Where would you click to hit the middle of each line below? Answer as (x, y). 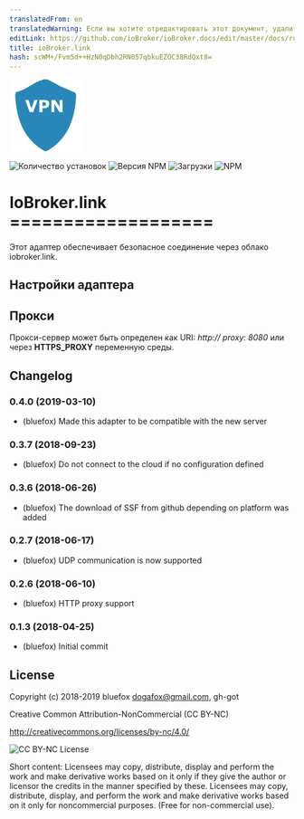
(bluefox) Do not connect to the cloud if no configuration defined (143, 464)
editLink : (28, 38)
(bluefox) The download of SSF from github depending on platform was (156, 508)
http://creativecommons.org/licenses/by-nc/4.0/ (100, 732)
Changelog (41, 376)
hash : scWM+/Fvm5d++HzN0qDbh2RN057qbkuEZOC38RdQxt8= (111, 57)
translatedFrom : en (46, 19)
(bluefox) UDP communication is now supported (112, 560)
